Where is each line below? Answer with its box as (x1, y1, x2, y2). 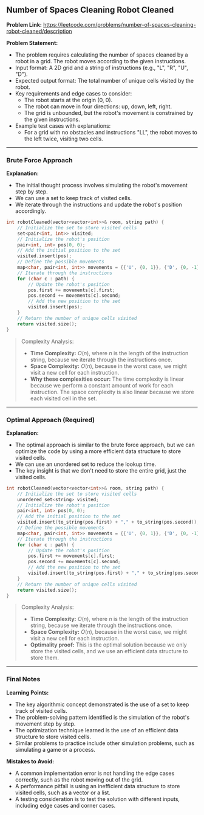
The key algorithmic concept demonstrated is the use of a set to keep (15, 701, 189, 708)
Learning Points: (6, 688, 49, 696)
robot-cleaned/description (6, 27, 72, 35)
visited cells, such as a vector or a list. (15, 789, 111, 796)
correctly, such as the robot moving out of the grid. (15, 775, 143, 783)
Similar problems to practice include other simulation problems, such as (15, 739, 195, 747)
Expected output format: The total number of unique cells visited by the (15, 77, 194, 84)
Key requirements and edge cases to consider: (15, 89, 132, 97)
